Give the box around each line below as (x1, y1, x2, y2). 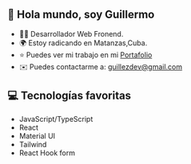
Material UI (18, 131, 56, 140)
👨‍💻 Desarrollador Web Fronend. (18, 29, 124, 38)
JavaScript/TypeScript (18, 114, 94, 123)
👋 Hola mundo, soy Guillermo (7, 8, 155, 21)
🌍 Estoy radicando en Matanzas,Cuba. (18, 37, 148, 48)
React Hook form (18, 148, 76, 158)
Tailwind (18, 139, 47, 149)
